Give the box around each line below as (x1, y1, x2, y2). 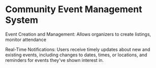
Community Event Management (5, 4, 142, 15)
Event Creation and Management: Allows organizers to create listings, (5, 31, 151, 37)
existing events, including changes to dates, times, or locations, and (5, 52, 147, 58)
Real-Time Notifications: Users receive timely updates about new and (5, 46, 150, 52)
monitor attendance (5, 37, 47, 43)
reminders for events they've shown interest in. (5, 57, 104, 63)
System (5, 14, 39, 26)
